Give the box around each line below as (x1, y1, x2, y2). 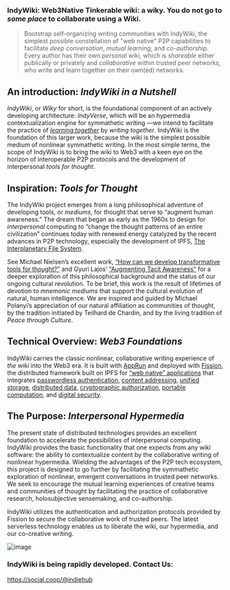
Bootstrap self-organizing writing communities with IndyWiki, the (23, 29, 208, 38)
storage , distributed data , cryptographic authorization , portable (7, 383, 186, 391)
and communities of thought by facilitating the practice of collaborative (7, 486, 208, 495)
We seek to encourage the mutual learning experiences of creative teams (7, 480, 215, 488)
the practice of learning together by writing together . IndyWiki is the (7, 126, 200, 134)
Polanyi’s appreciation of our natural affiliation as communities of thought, (7, 301, 216, 309)
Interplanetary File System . (7, 244, 84, 252)
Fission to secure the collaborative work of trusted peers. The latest (7, 515, 199, 523)
